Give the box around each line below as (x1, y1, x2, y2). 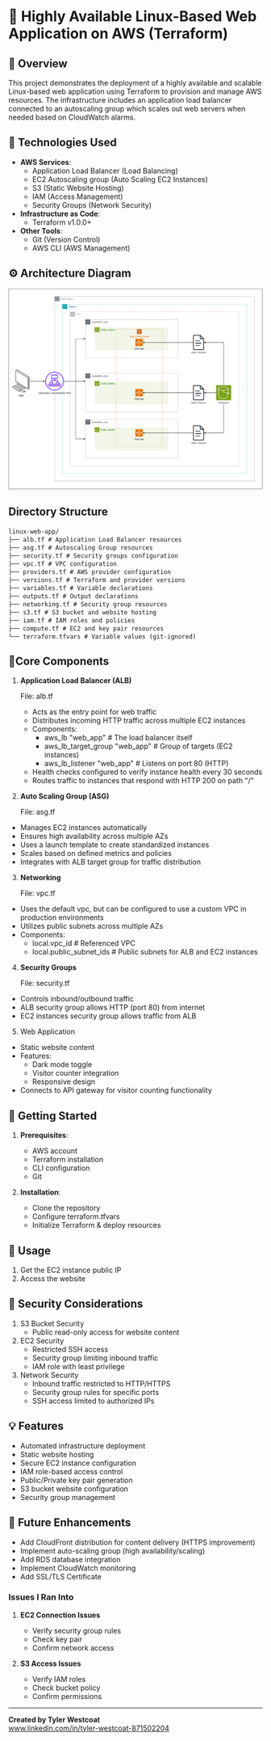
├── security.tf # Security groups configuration (8, 551, 179, 560)
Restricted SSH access (31, 1344, 109, 1354)
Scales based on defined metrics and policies (19, 849, 172, 858)
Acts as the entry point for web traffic (31, 707, 157, 717)
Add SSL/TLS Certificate (19, 1571, 102, 1581)
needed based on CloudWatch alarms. (8, 112, 135, 122)
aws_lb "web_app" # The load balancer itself (44, 733, 193, 743)
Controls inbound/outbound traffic (19, 994, 135, 1004)
